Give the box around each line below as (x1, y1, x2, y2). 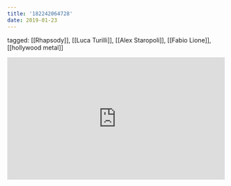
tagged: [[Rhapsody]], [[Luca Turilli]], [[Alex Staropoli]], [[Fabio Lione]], (7, 36, 212, 44)
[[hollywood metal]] (7, 43, 64, 52)
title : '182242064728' (7, 10, 73, 17)
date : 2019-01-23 (7, 17, 58, 24)
